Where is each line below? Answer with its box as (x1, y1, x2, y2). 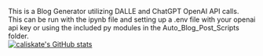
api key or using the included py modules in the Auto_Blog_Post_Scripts (8, 23, 239, 32)
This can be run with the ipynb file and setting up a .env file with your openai (8, 15, 256, 24)
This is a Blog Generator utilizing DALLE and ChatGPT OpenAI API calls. (8, 7, 239, 16)
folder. (8, 31, 29, 40)
